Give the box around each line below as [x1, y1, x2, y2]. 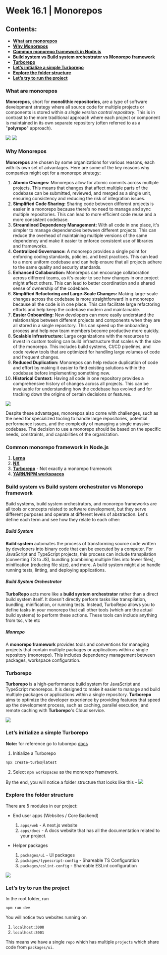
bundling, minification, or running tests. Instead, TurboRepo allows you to [5, 601, 155, 607]
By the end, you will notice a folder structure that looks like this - [5, 779, 137, 785]
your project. [20, 833, 47, 838]
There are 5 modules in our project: [5, 803, 78, 809]
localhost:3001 [12, 930, 45, 936]
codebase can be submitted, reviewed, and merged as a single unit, [12, 190, 152, 196]
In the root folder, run [5, 896, 49, 902]
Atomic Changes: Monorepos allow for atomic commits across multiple [12, 179, 159, 185]
